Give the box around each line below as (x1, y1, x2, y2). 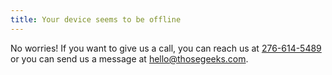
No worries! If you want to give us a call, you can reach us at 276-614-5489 (10, 42, 322, 54)
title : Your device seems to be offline (10, 14, 182, 25)
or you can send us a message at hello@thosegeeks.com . (10, 52, 249, 65)
